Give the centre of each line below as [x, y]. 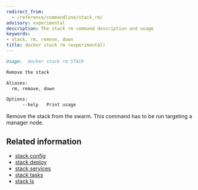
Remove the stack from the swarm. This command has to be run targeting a [99, 117]
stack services [33, 168]
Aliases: [17, 83]
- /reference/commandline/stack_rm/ [57, 17]
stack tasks [29, 174]
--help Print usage [49, 105]
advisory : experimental [36, 23]
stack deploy [31, 162]
